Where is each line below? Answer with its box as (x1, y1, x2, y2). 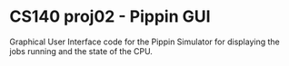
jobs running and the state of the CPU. (9, 45, 153, 56)
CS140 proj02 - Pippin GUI (9, 6, 211, 27)
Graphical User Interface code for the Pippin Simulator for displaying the (9, 36, 280, 47)
